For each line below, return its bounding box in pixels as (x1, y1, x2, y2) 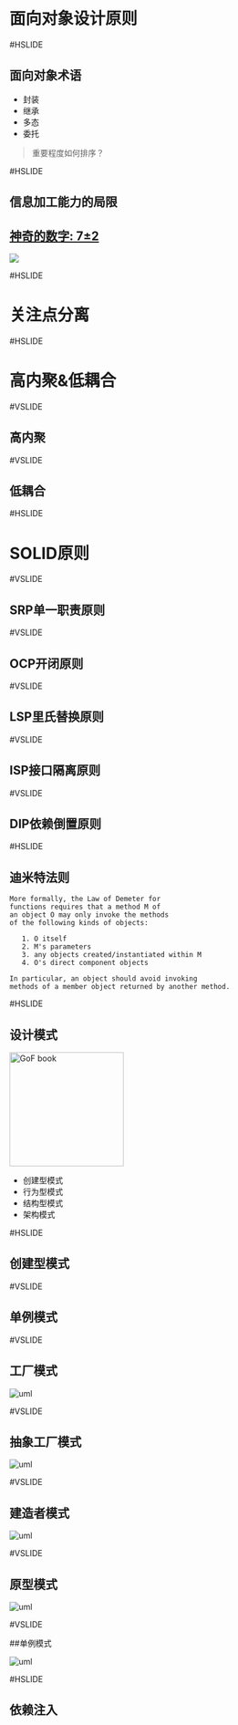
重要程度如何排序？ (31, 147, 105, 158)
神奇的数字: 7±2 (9, 228, 99, 244)
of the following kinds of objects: (9, 919, 149, 928)
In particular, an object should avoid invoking (9, 974, 198, 983)
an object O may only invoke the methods (9, 910, 170, 920)
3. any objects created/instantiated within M (21, 951, 202, 960)
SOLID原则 (9, 543, 89, 564)
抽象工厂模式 (9, 1434, 82, 1450)
